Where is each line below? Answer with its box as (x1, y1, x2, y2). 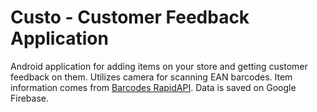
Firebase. (10, 92, 50, 104)
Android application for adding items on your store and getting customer (10, 60, 308, 72)
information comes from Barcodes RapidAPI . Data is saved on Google (10, 81, 297, 93)
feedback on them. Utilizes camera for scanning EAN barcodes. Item (10, 71, 293, 83)
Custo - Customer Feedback (10, 6, 250, 29)
